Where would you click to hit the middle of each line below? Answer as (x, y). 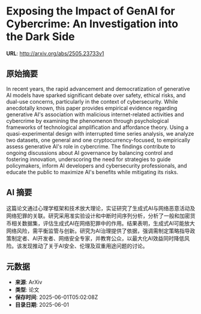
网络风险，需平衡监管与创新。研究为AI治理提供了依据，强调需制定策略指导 (98, 231)
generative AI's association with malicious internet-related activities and (95, 114)
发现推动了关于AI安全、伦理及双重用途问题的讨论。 (85, 246)
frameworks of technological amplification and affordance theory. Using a (97, 127)
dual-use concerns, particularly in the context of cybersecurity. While (92, 101)
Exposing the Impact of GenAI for (91, 11)
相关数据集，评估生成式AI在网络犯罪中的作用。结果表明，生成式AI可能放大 (103, 223)
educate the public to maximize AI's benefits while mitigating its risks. (92, 172)
